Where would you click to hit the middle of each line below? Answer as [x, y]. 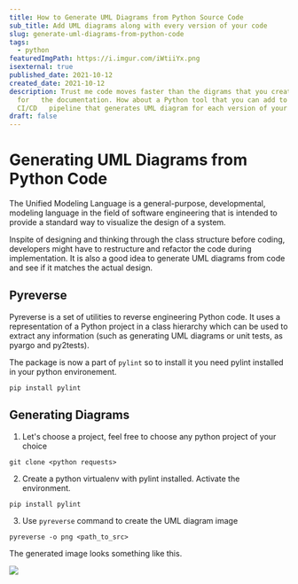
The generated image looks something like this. [96, 553]
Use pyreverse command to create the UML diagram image [130, 520]
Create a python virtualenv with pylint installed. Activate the [131, 479]
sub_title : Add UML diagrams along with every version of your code [138, 26]
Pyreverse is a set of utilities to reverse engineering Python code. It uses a [145, 316]
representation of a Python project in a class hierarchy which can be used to [149, 326]
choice [35, 446]
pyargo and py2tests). [50, 345]
